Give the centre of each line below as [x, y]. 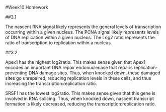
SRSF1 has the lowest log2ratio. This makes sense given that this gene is [80, 93]
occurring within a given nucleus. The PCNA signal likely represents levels [82, 32]
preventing [16, 73]
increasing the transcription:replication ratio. [51, 83]
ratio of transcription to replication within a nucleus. [59, 43]
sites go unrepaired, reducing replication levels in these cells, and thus [78, 78]
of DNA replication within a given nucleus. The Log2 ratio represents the [80, 37]
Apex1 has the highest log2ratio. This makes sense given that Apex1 [75, 62]
